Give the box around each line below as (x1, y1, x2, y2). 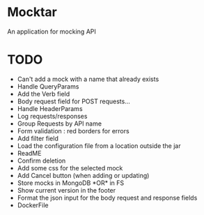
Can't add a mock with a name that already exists (17, 75, 159, 83)
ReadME (17, 149, 42, 157)
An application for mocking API (7, 27, 96, 36)
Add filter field (17, 134, 59, 142)
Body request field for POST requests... (17, 97, 130, 105)
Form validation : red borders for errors (17, 126, 130, 135)
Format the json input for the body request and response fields (17, 193, 198, 202)
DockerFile (17, 200, 49, 209)
